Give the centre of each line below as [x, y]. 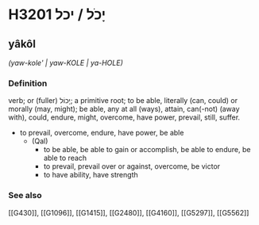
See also [25, 196]
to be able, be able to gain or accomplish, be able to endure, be [147, 150]
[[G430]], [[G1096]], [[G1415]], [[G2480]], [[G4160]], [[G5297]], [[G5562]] [129, 212]
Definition [28, 83]
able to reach [65, 158]
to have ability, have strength [91, 175]
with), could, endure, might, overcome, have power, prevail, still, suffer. [124, 117]
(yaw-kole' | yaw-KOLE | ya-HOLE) [66, 63]
